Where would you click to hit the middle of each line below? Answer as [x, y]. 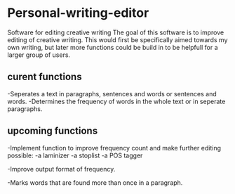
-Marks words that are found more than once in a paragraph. [95, 182]
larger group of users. [39, 55]
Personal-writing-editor [78, 13]
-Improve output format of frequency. [61, 169]
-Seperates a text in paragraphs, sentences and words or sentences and [112, 93]
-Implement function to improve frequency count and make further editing [114, 148]
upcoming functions [53, 131]
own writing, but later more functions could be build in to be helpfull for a [113, 47]
